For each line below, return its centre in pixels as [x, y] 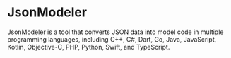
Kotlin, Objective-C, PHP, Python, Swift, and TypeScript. [89, 47]
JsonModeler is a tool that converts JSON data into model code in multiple [115, 32]
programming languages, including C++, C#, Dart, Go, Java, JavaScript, [112, 39]
